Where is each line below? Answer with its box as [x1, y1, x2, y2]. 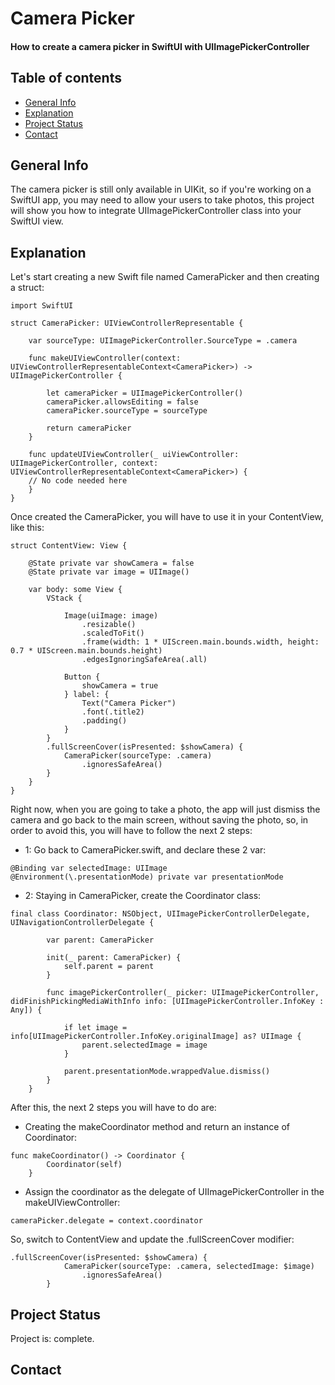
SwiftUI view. [10, 215, 64, 227]
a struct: [10, 282, 45, 294]
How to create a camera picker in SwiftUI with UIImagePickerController [10, 40, 310, 52]
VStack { [46, 593, 83, 604]
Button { [63, 672, 101, 682]
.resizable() [81, 620, 137, 630]
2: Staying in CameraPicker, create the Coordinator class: [24, 890, 262, 902]
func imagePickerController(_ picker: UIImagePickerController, [46, 988, 320, 998]
